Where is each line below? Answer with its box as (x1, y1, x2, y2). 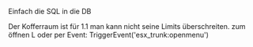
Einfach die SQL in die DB (8, 7, 92, 16)
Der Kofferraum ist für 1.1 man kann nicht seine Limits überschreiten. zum (8, 22, 247, 31)
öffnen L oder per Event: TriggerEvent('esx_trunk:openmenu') (8, 31, 210, 39)
